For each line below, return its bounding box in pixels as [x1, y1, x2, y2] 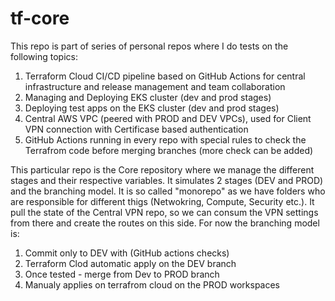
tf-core [10, 7, 70, 30]
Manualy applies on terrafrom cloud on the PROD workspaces [24, 278, 281, 291]
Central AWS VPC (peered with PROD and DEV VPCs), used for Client [24, 112, 312, 124]
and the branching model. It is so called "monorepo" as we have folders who [10, 185, 326, 197]
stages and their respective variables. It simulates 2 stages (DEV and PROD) [10, 174, 324, 186]
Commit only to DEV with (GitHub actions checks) [24, 247, 230, 259]
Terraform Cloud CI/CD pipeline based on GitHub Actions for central [24, 70, 306, 82]
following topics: [10, 50, 78, 62]
